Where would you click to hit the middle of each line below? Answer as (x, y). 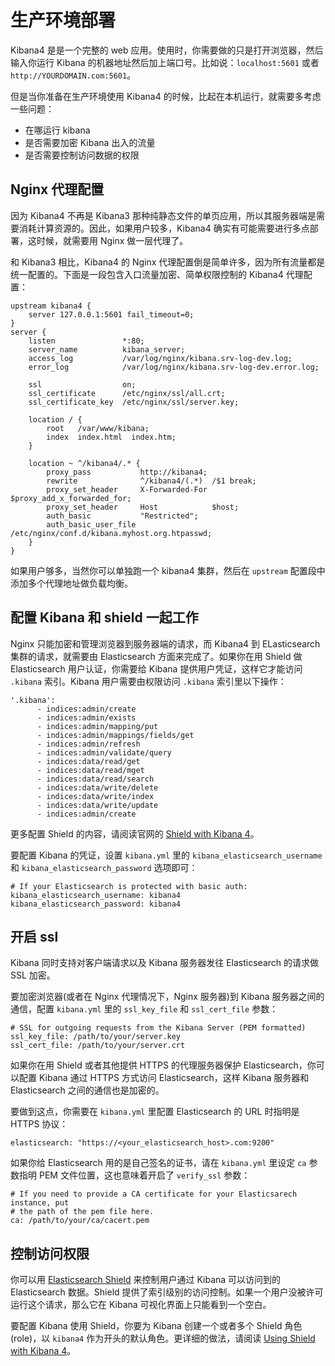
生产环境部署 (63, 20)
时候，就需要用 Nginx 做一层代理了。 (112, 240)
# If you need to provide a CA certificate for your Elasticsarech (154, 1194)
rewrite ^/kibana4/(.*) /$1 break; (151, 481)
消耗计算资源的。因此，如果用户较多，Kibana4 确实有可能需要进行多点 (164, 228)
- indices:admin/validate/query (104, 752)
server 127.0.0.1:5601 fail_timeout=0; (111, 314)
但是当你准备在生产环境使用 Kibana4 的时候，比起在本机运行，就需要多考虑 (166, 96)
